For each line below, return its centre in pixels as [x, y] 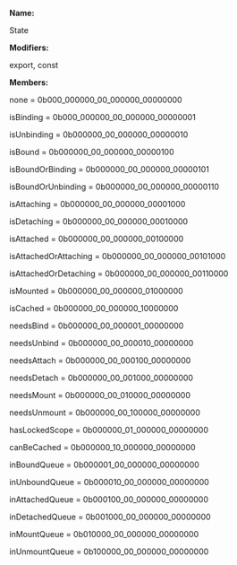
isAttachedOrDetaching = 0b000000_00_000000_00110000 [119, 274]
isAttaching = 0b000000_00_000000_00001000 [97, 204]
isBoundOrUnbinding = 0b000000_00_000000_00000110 [114, 187]
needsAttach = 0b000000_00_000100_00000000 [100, 361]
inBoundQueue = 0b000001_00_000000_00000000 [104, 465]
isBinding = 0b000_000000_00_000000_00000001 [103, 117]
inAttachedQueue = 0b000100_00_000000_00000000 [109, 500]
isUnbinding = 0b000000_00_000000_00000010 [99, 135]
